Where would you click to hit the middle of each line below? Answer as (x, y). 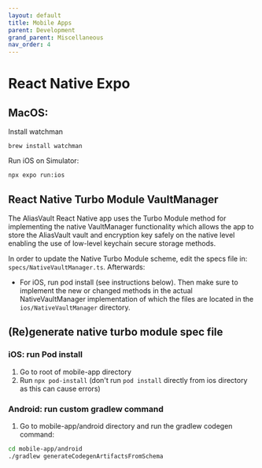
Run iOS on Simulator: (44, 161)
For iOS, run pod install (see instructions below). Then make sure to (129, 282)
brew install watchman (45, 147)
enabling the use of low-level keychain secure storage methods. (112, 243)
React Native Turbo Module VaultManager (113, 199)
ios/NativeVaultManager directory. (75, 307)
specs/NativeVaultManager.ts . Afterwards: (77, 267)
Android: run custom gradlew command (86, 409)
